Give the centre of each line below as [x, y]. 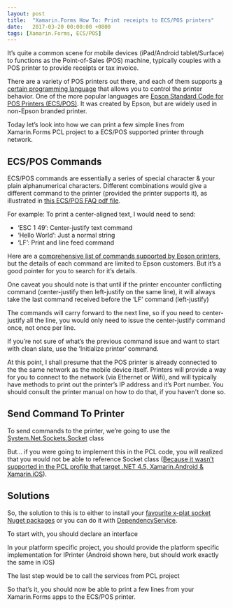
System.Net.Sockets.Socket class [56, 438]
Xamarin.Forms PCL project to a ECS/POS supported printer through [106, 132]
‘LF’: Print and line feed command [66, 243]
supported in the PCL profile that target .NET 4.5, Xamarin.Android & [106, 466]
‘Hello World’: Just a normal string [66, 236]
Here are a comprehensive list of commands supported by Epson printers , [114, 256]
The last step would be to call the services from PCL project [93, 576]
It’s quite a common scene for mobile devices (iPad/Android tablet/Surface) [116, 53]
